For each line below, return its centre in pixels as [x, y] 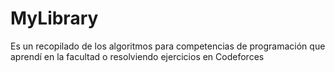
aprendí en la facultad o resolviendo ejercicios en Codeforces [137, 56]
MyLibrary [54, 18]
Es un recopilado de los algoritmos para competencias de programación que [168, 46]
